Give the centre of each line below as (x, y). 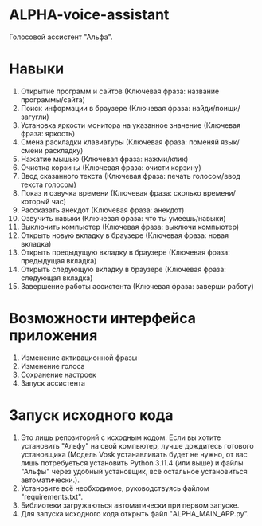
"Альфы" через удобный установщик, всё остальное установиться (134, 471)
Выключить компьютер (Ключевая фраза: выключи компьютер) (130, 227)
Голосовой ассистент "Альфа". (61, 37)
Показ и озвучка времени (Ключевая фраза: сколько (111, 192)
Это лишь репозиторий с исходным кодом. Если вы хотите (121, 437)
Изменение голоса (53, 366)
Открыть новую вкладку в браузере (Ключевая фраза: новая (125, 235)
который (35, 201)
